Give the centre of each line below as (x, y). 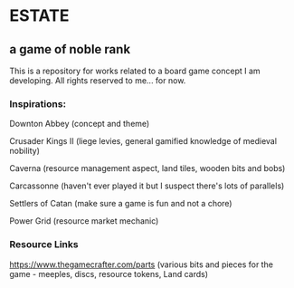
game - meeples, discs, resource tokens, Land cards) (109, 274)
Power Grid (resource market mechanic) (84, 221)
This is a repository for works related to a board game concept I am (135, 71)
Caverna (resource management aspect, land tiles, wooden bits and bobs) (147, 168)
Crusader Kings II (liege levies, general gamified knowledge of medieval (143, 141)
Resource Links (44, 245)
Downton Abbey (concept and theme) (80, 124)
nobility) (25, 151)
